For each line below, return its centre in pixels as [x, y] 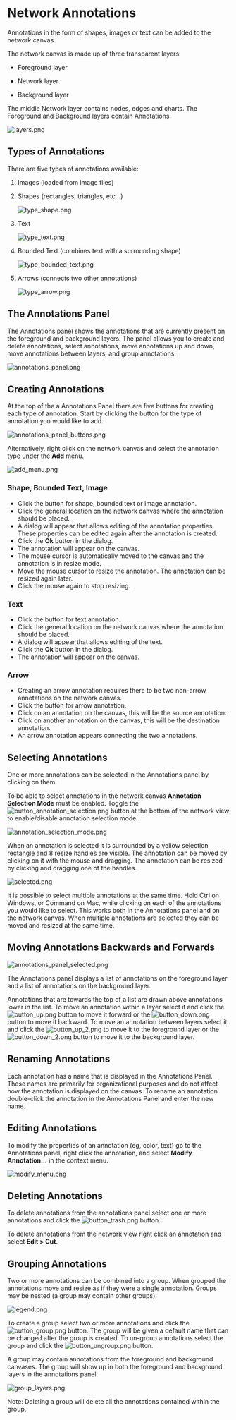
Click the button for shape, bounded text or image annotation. [107, 503]
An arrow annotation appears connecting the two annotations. [107, 736]
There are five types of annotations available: [73, 169]
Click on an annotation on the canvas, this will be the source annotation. [122, 713]
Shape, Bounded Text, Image [57, 488]
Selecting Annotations [57, 757]
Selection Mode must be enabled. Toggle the [73, 803]
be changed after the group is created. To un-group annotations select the [115, 1338]
